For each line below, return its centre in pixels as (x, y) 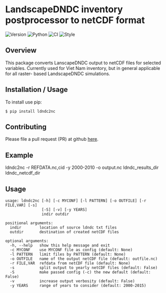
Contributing (26, 127)
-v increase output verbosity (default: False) (73, 281)
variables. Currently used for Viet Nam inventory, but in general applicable (83, 68)
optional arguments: (27, 241)
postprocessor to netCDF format (75, 20)
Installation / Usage (37, 90)
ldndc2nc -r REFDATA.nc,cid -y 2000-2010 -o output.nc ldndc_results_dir (82, 167)
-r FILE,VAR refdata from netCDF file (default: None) (70, 263)
